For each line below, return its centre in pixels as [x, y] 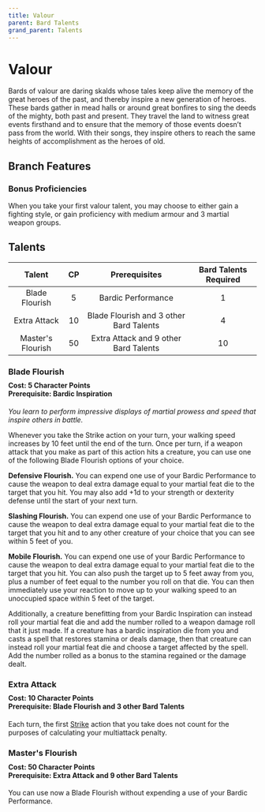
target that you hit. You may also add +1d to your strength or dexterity [121, 492]
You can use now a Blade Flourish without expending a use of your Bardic [128, 793]
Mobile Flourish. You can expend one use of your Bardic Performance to [127, 556]
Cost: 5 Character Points [49, 385]
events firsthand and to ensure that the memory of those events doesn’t [125, 125]
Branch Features [50, 166]
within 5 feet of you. [41, 541]
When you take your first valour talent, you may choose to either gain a [123, 206]
